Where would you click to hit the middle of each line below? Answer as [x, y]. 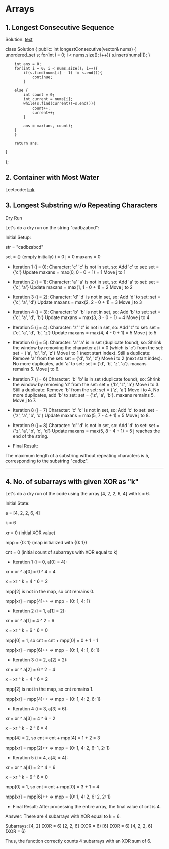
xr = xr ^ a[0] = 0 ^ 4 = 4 [31, 572]
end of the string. [30, 436]
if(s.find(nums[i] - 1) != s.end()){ [63, 73]
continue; [42, 77]
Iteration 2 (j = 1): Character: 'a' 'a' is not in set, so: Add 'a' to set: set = [86, 282]
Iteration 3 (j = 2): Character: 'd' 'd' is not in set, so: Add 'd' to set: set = [87, 297]
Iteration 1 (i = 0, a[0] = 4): [40, 562]
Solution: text [19, 39]
